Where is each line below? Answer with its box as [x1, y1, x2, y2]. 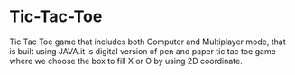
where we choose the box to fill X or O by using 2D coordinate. [9, 55, 243, 66]
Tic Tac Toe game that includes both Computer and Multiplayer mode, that [9, 36, 286, 47]
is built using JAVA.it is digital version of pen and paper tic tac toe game [9, 45, 277, 56]
